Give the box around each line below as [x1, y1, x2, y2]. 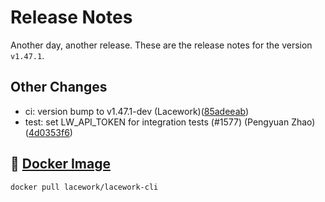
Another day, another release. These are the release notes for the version [10, 39, 313, 51]
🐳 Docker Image [10, 156, 111, 173]
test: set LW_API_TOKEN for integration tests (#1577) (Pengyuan [24, 116, 290, 128]
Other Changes [10, 79, 108, 96]
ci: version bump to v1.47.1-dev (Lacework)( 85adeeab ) [24, 105, 250, 117]
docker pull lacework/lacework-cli [10, 182, 159, 192]
